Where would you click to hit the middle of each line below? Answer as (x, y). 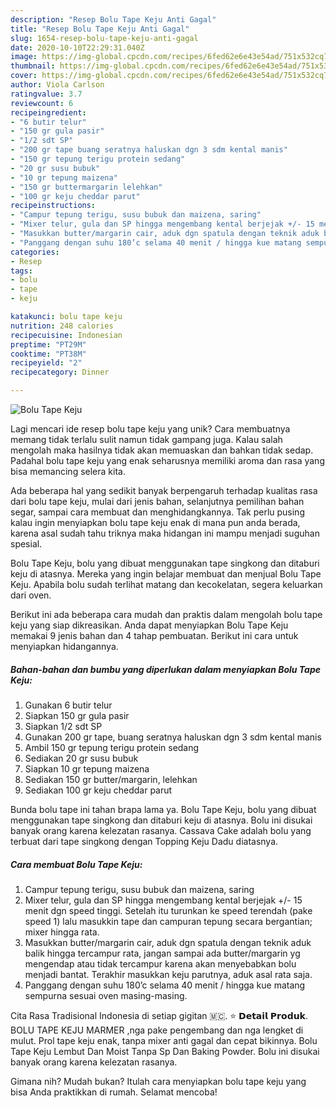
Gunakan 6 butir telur (68, 705)
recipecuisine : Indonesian (66, 335)
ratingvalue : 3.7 (46, 94)
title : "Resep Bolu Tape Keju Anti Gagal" (100, 29)
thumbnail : (33, 66)
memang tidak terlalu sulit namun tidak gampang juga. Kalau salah (146, 439)
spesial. (26, 544)
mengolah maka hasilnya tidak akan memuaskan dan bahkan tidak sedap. (162, 450)
